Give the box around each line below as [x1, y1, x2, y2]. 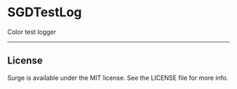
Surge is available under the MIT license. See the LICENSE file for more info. [7, 73, 229, 82]
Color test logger [7, 28, 56, 36]
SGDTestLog [7, 4, 83, 20]
